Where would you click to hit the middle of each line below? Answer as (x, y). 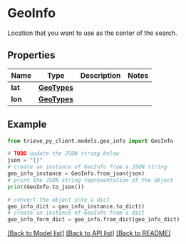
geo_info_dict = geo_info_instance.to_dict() (76, 206)
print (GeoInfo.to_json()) (46, 187)
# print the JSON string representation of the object (91, 180)
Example (27, 124)
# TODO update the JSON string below (63, 154)
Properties (31, 55)
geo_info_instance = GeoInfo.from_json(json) (76, 174)
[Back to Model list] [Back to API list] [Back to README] (89, 233)
